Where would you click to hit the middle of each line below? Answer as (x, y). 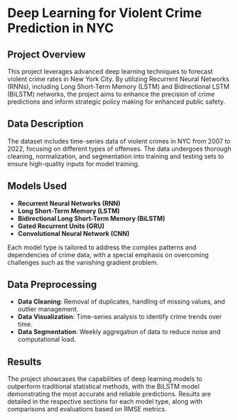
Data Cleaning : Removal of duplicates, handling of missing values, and (121, 302)
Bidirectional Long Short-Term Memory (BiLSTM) (91, 218)
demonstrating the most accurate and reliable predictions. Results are (109, 394)
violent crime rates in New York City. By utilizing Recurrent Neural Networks (118, 79)
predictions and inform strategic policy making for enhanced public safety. (117, 102)
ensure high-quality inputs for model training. (74, 163)
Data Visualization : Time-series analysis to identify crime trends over (120, 317)
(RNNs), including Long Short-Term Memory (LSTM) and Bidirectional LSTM (118, 86)
